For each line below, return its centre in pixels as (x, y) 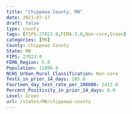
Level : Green (23, 96)
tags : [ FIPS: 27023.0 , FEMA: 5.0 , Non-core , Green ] (66, 34)
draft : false (23, 23)
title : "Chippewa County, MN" (45, 12)
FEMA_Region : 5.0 (28, 62)
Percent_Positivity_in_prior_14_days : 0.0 (61, 90)
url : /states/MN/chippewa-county (49, 101)
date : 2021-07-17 (28, 17)
